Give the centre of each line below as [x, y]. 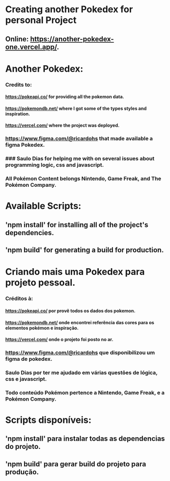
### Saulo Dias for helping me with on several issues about [80, 159]
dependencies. [30, 233]
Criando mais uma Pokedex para [75, 272]
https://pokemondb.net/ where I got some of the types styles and [76, 108]
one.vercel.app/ [31, 47]
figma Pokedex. [25, 145]
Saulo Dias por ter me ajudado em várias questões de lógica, [81, 373]
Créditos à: [19, 299]
